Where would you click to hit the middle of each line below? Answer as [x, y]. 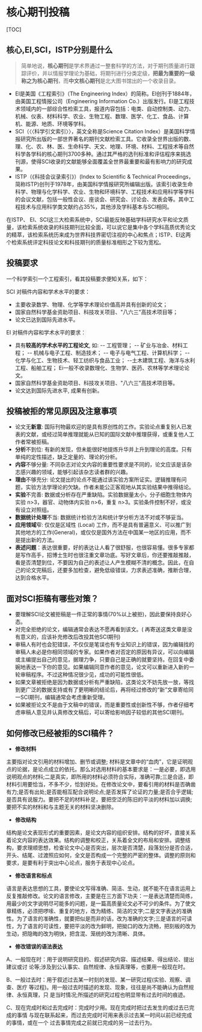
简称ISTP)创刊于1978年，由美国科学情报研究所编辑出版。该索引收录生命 [104, 184]
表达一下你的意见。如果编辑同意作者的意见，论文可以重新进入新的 [107, 667]
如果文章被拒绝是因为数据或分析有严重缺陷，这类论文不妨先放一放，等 [102, 682]
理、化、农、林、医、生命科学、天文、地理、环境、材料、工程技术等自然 [104, 146]
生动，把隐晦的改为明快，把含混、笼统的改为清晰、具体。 [77, 934]
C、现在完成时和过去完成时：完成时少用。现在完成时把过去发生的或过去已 [98, 1008]
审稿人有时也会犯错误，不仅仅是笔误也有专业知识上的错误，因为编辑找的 [104, 645]
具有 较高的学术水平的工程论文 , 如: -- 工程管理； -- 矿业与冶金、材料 [99, 345]
